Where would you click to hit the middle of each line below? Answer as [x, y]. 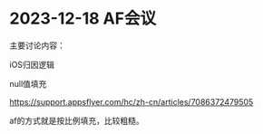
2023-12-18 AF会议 [83, 19]
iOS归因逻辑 [32, 64]
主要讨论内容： [37, 45]
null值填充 [28, 83]
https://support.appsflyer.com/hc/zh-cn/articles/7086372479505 [131, 101]
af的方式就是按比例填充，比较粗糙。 [77, 120]
